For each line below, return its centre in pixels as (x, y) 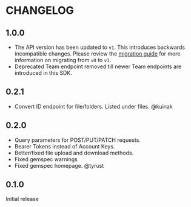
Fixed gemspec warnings (46, 159)
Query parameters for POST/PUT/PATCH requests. (77, 140)
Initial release (22, 199)
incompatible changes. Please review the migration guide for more (97, 54)
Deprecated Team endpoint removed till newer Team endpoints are (98, 66)
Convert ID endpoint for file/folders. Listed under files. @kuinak (94, 106)
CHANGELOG (40, 11)
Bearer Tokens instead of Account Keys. (65, 146)
